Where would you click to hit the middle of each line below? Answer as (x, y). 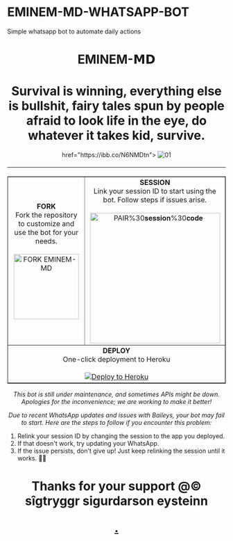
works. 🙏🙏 (32, 458)
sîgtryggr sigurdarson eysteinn (116, 501)
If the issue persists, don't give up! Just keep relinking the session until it (121, 451)
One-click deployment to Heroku (116, 360)
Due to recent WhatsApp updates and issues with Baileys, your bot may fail (116, 415)
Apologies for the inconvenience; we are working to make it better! (116, 402)
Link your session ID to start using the (155, 191)
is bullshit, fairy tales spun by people (116, 106)
